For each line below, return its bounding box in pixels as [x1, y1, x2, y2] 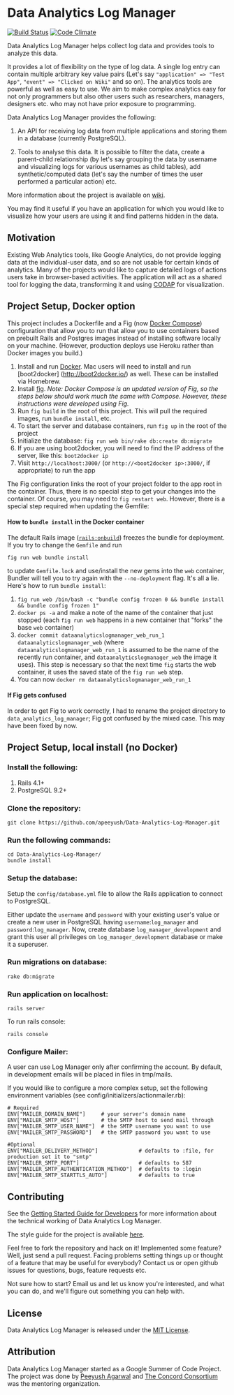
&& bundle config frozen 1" [17, 602, 99, 609]
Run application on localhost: [7, 989, 108, 999]
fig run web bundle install [7, 554, 89, 561]
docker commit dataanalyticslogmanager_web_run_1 [17, 632, 166, 639]
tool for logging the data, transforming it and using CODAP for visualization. [7, 280, 225, 288]
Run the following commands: [7, 835, 111, 845]
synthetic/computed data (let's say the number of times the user [17, 170, 203, 178]
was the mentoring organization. [7, 1379, 101, 1387]
